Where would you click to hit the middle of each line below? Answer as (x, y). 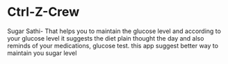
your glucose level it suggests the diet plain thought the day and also (106, 38)
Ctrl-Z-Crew (43, 12)
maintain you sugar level (42, 53)
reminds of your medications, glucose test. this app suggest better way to (113, 45)
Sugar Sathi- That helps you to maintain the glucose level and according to (114, 31)
